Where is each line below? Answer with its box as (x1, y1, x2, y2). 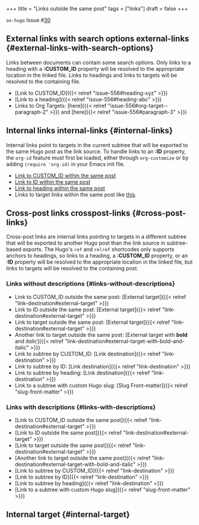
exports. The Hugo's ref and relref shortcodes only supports (23, 246, 175, 253)
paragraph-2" (14, 108, 49, 115)
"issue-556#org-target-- (108, 102, 168, 109)
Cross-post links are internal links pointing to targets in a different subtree (6, 233, 187, 240)
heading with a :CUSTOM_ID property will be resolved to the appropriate (6, 65, 184, 72)
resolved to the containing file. (6, 77, 81, 85)
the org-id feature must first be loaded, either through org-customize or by (6, 154, 189, 161)
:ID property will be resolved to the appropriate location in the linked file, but (6, 258, 193, 265)
